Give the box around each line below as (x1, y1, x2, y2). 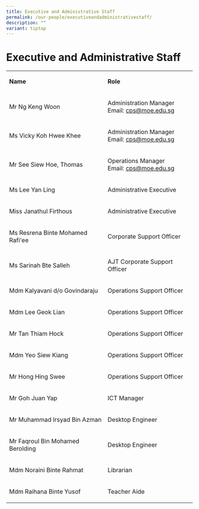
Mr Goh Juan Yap (9, 394, 57, 402)
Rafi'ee (9, 236, 29, 244)
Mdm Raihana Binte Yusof (9, 488, 81, 496)
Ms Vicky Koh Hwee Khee (9, 132, 81, 140)
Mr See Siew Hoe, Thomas (9, 161, 83, 169)
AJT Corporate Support (107, 257, 173, 266)
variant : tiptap (6, 25, 46, 31)
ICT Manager (107, 394, 144, 402)
